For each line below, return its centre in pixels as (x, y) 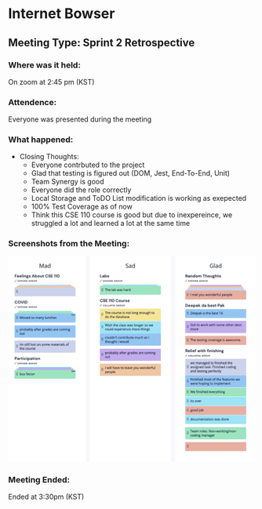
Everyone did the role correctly (81, 190)
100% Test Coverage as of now (82, 207)
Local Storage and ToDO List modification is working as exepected (139, 198)
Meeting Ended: (39, 479)
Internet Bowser (62, 14)
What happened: (41, 140)
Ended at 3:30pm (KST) (46, 496)
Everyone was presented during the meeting (80, 119)
